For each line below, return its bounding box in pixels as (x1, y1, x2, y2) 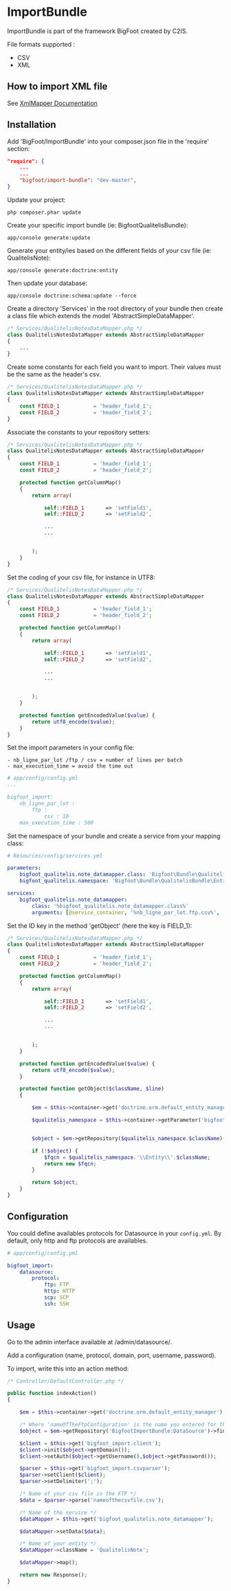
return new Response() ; (19, 1572, 88, 1579)
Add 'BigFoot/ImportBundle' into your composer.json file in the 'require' (7, 137, 210, 145)
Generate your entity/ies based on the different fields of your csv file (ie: (7, 246, 212, 254)
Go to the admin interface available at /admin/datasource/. (7, 1337, 173, 1346)
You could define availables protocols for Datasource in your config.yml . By (7, 1229, 222, 1237)
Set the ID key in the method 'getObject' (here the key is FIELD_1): (7, 922, 192, 930)
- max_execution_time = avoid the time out (7, 763, 134, 770)
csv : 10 (43, 812, 69, 820)
